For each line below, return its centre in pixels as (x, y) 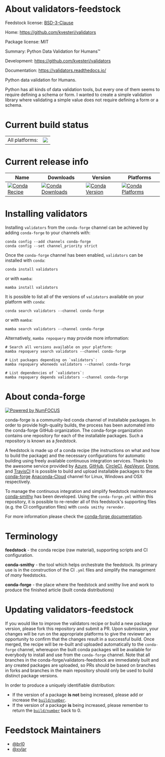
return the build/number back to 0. (47, 710)
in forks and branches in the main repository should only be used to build (79, 670)
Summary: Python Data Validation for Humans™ (53, 51)
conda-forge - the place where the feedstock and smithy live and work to (80, 584)
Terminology (31, 536)
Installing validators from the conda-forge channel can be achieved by (77, 227)
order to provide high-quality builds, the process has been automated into (80, 425)
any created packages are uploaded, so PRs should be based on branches (81, 665)
